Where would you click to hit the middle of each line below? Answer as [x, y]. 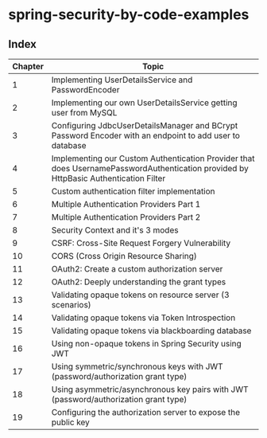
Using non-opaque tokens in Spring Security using [147, 344]
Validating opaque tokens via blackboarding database [151, 330]
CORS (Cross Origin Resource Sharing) [124, 256]
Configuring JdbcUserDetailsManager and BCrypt [145, 125]
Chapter [28, 66]
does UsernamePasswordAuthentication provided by [150, 168]
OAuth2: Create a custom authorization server [137, 269]
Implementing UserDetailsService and [122, 80]
